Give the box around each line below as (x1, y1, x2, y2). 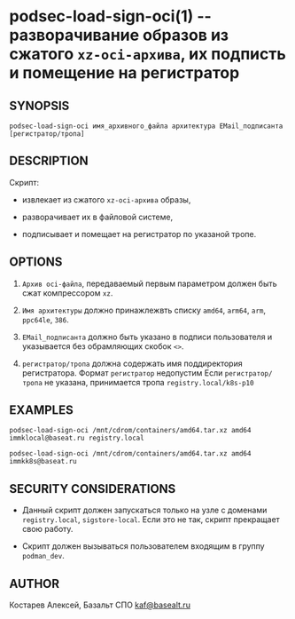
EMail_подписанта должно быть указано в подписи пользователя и (21, 331, 273, 342)
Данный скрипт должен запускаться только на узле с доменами (21, 504, 268, 516)
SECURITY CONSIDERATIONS (9, 481, 176, 496)
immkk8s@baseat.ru (9, 457, 77, 466)
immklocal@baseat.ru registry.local (9, 433, 144, 443)
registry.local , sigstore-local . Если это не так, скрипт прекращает (21, 514, 281, 525)
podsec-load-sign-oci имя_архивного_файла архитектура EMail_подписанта (9, 122, 283, 131)
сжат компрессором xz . (21, 287, 113, 298)
